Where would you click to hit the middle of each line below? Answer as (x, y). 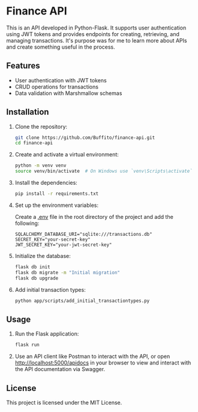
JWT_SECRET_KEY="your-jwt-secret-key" (63, 245)
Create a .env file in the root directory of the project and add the (94, 217)
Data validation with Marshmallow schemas (68, 93)
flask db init (32, 267)
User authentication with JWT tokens (61, 80)
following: (27, 223)
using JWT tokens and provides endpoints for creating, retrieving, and (93, 34)
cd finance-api (34, 143)
